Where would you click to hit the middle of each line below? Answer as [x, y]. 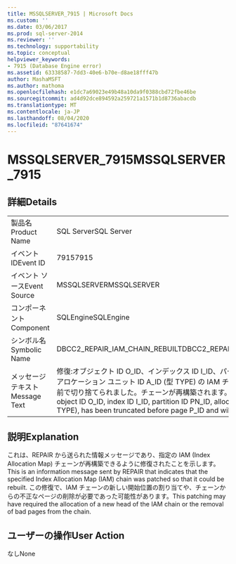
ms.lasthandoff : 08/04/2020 [48, 118]
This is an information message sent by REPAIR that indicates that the [108, 472]
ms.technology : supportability [53, 46]
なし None [21, 554]
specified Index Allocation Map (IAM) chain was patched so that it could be [116, 479]
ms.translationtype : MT [42, 105]
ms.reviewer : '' [31, 40]
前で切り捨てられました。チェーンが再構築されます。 [144, 392]
